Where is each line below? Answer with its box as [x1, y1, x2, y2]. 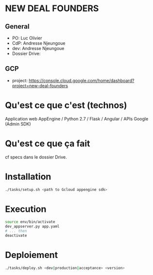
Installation [5, 171, 51, 182]
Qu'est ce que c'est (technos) [5, 100, 127, 111]
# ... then [5, 229, 27, 234]
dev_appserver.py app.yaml [5, 224, 60, 229]
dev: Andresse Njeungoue [12, 46, 65, 51]
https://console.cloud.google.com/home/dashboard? [28, 77, 135, 83]
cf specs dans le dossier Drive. [5, 154, 67, 160]
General [5, 22, 30, 31]
